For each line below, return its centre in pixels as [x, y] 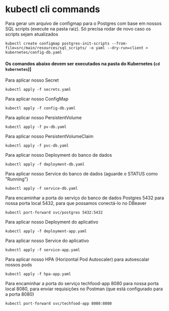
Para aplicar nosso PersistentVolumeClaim [49, 136]
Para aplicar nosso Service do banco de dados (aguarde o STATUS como [81, 174]
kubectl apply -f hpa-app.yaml [38, 274]
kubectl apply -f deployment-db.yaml [45, 164]
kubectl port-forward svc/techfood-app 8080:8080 [59, 304]
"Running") [17, 179]
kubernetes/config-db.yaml [34, 52]
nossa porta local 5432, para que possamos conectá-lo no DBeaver [76, 203]
